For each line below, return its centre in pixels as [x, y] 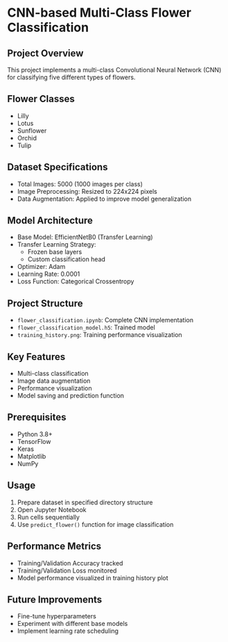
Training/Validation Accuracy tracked [70, 563]
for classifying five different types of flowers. [71, 77]
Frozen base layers [55, 252]
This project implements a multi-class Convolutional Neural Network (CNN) [114, 70]
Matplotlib [32, 456]
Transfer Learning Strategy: [56, 245]
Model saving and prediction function [71, 396]
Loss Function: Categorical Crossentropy [76, 281]
